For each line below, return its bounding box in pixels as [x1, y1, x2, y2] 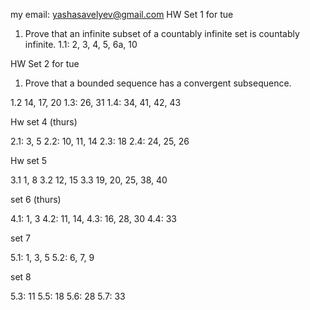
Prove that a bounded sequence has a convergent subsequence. [24, 77, 292, 89]
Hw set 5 [10, 155, 48, 166]
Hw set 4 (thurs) [10, 116, 78, 128]
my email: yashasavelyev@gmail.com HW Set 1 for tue [10, 9, 234, 20]
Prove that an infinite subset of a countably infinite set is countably [24, 28, 300, 39]
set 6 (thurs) [10, 194, 62, 205]
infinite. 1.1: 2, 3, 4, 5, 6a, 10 [24, 39, 138, 50]
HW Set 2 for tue [10, 58, 80, 69]
